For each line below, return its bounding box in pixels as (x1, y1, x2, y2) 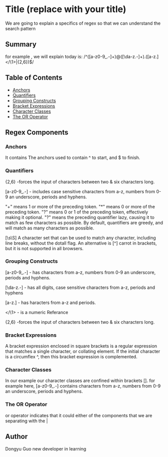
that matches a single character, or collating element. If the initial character (5, 348, 160, 354)
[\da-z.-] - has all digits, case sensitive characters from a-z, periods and (5, 284, 155, 290)
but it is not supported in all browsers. (5, 245, 84, 251)
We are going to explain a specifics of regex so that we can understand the (5, 20, 161, 26)
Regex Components (5, 128, 69, 136)
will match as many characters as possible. (5, 225, 95, 231)
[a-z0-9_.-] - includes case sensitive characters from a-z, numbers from (5, 188, 155, 194)
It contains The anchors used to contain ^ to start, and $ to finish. (5, 155, 140, 161)
